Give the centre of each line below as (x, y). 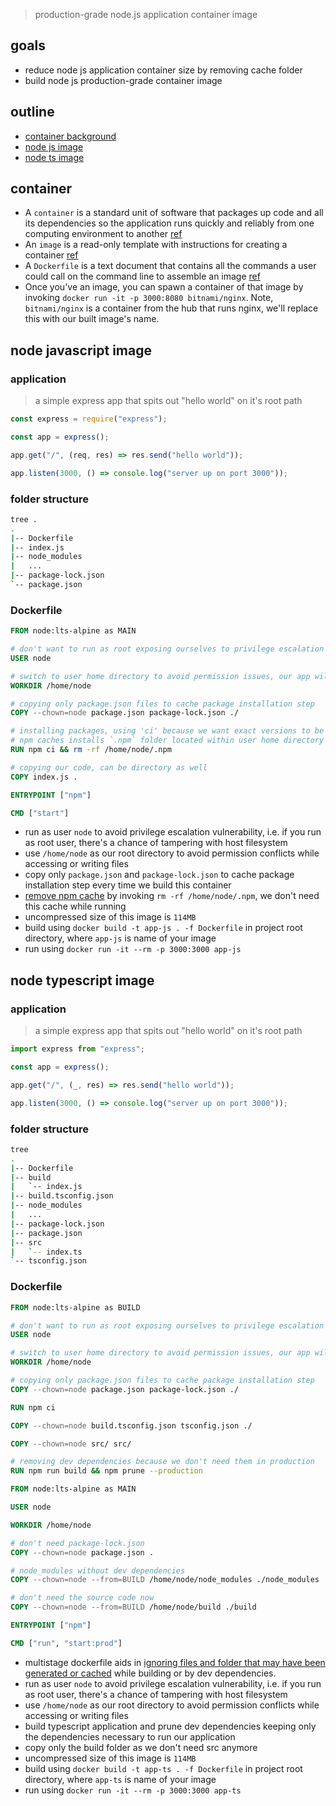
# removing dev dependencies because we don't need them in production (162, 1462)
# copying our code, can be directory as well (109, 767)
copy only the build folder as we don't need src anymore (141, 1747)
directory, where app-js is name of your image (120, 938)
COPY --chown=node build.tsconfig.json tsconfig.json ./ (131, 1425)
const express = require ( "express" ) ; (89, 419)
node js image (54, 146)
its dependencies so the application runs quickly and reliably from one (169, 223)
